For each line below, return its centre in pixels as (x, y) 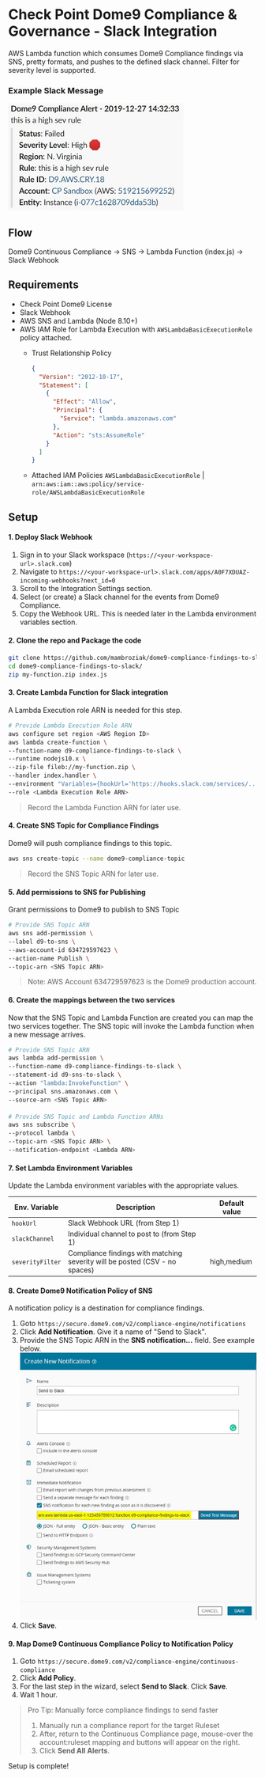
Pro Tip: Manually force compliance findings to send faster (123, 1710)
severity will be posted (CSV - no (122, 1262)
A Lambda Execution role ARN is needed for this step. (95, 710)
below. (30, 1349)
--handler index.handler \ (52, 776)
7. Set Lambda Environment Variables (71, 1168)
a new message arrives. (47, 1034)
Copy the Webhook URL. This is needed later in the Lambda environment (138, 613)
